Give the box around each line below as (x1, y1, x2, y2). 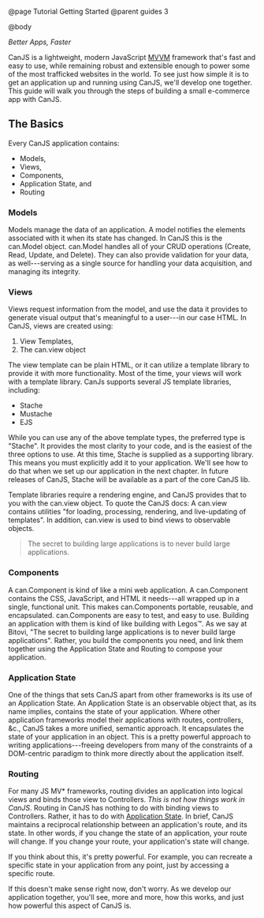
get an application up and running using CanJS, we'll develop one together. (8, 78, 252, 87)
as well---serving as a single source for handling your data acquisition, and (8, 258, 252, 268)
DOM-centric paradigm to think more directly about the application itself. (8, 749, 244, 758)
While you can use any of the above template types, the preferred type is (8, 433, 246, 442)
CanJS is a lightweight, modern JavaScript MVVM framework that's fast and (8, 53, 256, 62)
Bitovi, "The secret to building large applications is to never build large (8, 627, 236, 637)
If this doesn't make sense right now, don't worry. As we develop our (8, 884, 232, 894)
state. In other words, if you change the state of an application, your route (8, 829, 247, 838)
